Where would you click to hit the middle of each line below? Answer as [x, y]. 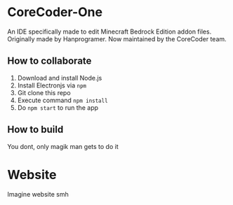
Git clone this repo [44, 92]
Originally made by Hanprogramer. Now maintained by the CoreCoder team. [117, 38]
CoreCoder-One [55, 12]
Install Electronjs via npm [52, 85]
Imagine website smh [38, 194]
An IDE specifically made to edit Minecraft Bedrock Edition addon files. [109, 31]
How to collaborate [49, 61]
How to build [35, 130]
